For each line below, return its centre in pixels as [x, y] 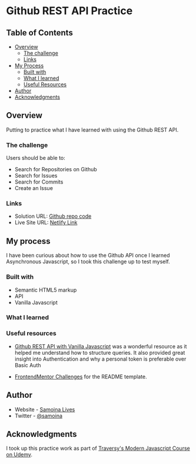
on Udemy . [19, 455]
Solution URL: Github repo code [53, 216]
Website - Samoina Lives [45, 409]
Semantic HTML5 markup [46, 290]
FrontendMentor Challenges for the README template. [81, 377]
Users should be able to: [36, 158]
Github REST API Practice [69, 11]
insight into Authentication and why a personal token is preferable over [100, 359]
